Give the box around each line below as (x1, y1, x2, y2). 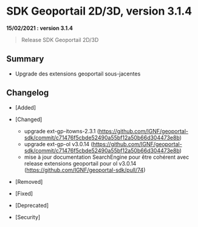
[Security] (15, 213, 41, 220)
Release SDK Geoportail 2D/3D (21, 36, 99, 43)
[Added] (15, 103, 36, 111)
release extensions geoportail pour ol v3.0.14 (24, 159, 137, 167)
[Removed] (15, 178, 43, 185)
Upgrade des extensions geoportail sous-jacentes (15, 70, 141, 77)
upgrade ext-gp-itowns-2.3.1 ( (24, 127, 100, 134)
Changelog (6, 88, 49, 98)
